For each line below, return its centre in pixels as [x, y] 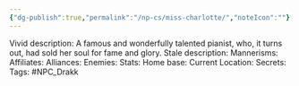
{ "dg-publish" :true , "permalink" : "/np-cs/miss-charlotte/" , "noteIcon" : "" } [150, 17]
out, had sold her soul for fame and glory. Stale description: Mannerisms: [144, 52]
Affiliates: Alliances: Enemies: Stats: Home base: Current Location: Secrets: [148, 62]
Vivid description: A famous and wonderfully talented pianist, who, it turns [146, 43]
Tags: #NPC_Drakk [44, 72]
